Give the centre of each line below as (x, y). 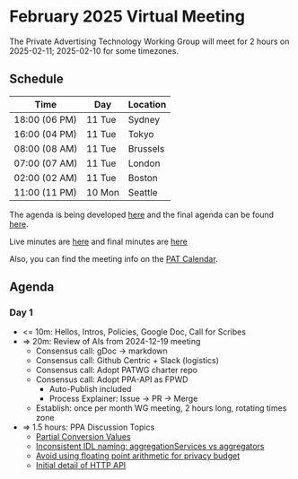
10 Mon (103, 192)
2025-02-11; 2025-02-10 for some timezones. (94, 50)
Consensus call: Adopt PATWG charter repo (116, 370)
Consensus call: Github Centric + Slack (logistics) (127, 361)
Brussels (146, 148)
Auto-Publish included (90, 389)
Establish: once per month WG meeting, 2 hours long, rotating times (161, 408)
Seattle (143, 192)
